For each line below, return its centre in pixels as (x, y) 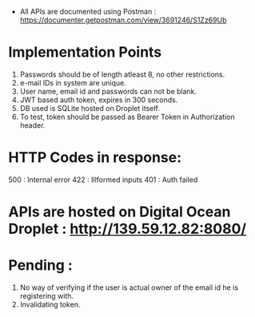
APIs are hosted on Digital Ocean (120, 212)
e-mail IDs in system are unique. (73, 82)
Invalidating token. (50, 304)
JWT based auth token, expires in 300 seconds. (99, 100)
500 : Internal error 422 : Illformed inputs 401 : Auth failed (103, 180)
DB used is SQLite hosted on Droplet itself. (90, 108)
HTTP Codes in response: (95, 158)
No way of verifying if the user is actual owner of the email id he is (129, 287)
